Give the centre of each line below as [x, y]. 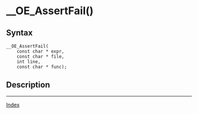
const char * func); [42, 67]
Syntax [19, 33]
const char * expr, [41, 51]
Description [28, 85]
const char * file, [41, 57]
